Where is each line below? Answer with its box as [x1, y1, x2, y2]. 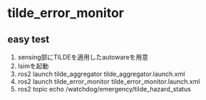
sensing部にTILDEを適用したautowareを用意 [17, 53, 148, 61]
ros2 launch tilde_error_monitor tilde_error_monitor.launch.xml [17, 77, 200, 86]
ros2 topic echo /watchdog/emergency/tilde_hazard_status [17, 85, 191, 93]
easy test [7, 33, 50, 45]
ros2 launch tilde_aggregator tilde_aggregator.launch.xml [17, 70, 185, 78]
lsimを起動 [17, 62, 49, 70]
